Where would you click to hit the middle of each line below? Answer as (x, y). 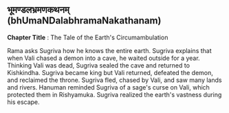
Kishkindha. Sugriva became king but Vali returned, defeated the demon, (110, 72)
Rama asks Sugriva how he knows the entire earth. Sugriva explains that (109, 50)
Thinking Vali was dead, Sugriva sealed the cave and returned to (99, 65)
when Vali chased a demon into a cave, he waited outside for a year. (104, 58)
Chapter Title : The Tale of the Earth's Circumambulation (88, 37)
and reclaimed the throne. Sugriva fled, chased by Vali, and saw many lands (115, 80)
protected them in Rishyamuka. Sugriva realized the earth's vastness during (115, 94)
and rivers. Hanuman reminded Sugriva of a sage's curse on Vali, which (108, 87)
